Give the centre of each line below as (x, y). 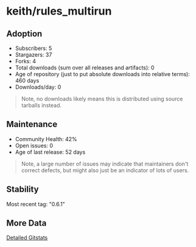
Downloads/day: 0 (38, 87)
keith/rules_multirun (59, 11)
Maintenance (32, 124)
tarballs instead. (41, 105)
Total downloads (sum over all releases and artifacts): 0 (85, 68)
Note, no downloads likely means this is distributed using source (102, 99)
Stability (23, 190)
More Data (26, 223)
